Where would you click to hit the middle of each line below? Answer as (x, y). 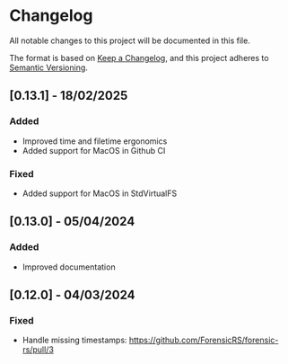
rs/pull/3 (38, 350)
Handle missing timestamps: (74, 340)
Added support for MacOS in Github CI (94, 150)
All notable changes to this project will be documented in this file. (130, 40)
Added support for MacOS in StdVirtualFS (100, 193)
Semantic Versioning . (48, 67)
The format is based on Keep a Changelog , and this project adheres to (139, 58)
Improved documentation (69, 267)
